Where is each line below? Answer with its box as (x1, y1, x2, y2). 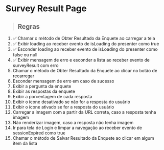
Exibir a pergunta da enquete (12, 84, 71, 89)
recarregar (12, 73, 35, 79)
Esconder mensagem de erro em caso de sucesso (12, 78, 115, 84)
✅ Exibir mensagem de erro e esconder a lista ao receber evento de (12, 57, 150, 63)
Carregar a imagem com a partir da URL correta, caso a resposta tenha (12, 109, 156, 115)
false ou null (12, 52, 38, 58)
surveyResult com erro (12, 63, 59, 68)
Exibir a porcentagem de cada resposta (12, 94, 93, 99)
